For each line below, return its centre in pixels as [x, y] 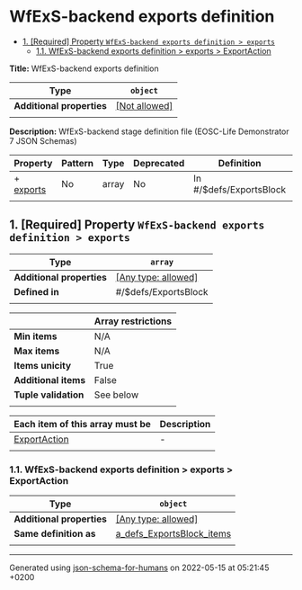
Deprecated [159, 163]
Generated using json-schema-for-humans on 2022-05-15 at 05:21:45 [139, 568]
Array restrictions [133, 321]
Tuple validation [49, 395]
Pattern [78, 163]
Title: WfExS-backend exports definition [84, 68]
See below [116, 395]
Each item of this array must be [82, 424]
